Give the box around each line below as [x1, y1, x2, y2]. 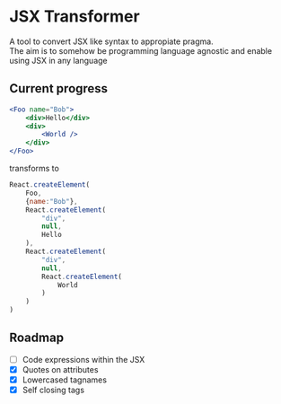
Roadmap [9, 330, 65, 346]
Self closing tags [22, 384, 85, 395]
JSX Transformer [9, 6, 141, 27]
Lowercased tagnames [22, 374, 108, 385]
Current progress [9, 81, 109, 96]
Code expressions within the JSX [22, 354, 145, 364]
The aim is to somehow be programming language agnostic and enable [9, 45, 272, 56]
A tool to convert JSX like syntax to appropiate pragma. [9, 36, 214, 47]
